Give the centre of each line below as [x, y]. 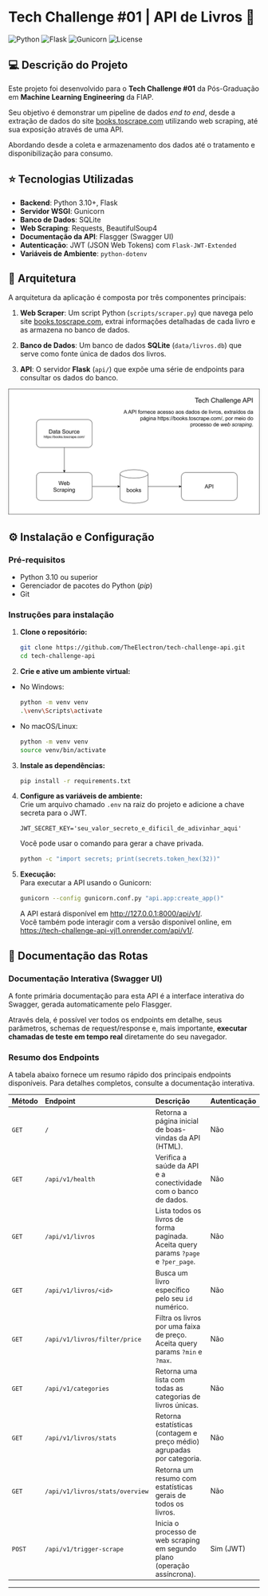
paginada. [171, 1236]
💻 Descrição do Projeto [68, 65]
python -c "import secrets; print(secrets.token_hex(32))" [120, 859]
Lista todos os [178, 1211]
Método [25, 1101]
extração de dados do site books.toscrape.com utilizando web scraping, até [133, 120]
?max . [164, 1360]
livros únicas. [177, 1405]
